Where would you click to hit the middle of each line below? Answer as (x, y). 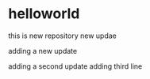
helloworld (44, 14)
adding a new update (43, 51)
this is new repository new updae (62, 36)
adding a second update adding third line (75, 66)
